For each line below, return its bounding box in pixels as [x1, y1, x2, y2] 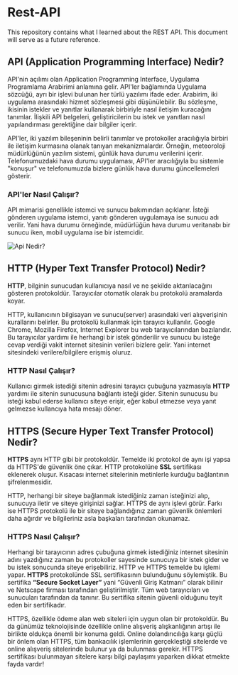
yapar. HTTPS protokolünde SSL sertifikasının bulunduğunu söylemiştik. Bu [7, 571, 227, 579]
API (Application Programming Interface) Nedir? [7, 56, 225, 68]
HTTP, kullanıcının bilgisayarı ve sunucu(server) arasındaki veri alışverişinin [7, 310, 227, 318]
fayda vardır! [7, 660, 45, 669]
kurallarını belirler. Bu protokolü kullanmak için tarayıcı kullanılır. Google [7, 318, 215, 326]
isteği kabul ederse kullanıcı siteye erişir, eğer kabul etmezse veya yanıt [7, 397, 217, 406]
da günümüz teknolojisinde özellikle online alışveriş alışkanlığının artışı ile [7, 622, 221, 631]
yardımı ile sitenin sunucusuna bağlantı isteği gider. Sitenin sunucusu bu [7, 389, 218, 398]
